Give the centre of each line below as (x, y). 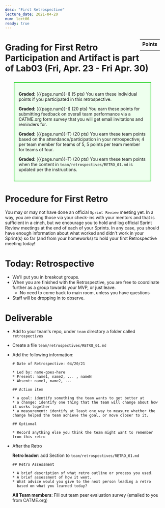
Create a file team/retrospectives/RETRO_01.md (59, 345)
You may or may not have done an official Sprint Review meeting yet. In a (79, 212)
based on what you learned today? (52, 486)
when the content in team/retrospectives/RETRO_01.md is (76, 165)
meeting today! (20, 244)
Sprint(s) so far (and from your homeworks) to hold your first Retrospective (81, 238)
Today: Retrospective (50, 264)
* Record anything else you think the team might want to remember (82, 433)
